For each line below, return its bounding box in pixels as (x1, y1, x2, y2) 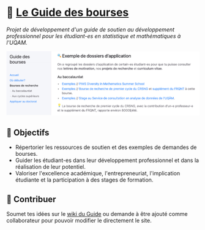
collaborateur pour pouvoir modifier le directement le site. (6, 217, 152, 224)
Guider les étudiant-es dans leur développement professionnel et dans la (15, 156, 199, 164)
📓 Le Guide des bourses (6, 6, 129, 20)
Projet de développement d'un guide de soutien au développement (6, 26, 175, 33)
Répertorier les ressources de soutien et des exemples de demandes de (15, 144, 197, 151)
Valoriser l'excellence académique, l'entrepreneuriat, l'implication (15, 170, 181, 177)
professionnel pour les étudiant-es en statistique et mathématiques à (6, 32, 181, 39)
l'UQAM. (6, 39, 28, 46)
